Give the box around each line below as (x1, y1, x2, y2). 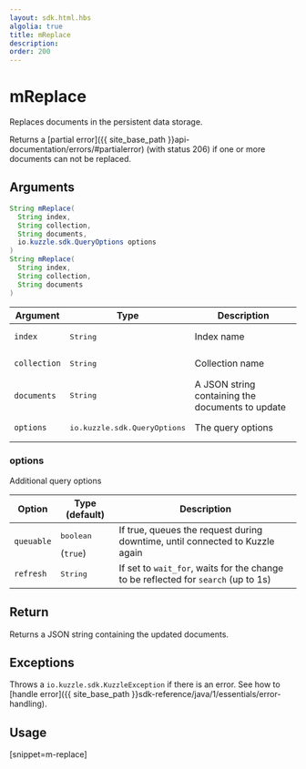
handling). (9, 698, 47, 710)
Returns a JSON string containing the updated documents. (9, 629, 229, 640)
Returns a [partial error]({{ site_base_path (9, 134, 167, 146)
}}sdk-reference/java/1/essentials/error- (131, 689, 281, 700)
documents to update (194, 400, 287, 413)
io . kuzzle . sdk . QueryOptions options (17, 238, 157, 247)
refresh (14, 569, 47, 579)
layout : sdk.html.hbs (9, 13, 92, 23)
